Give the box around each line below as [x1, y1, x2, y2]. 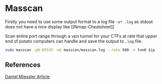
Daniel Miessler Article [5, 73, 50, 79]
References [5, 61, 41, 69]
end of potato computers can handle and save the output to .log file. [5, 38, 143, 44]
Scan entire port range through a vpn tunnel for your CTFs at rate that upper [5, 33, 158, 39]
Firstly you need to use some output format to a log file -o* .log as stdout [5, 19, 153, 24]
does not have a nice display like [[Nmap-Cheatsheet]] [5, 24, 114, 29]
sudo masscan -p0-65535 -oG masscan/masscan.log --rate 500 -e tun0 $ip [5, 48, 155, 52]
